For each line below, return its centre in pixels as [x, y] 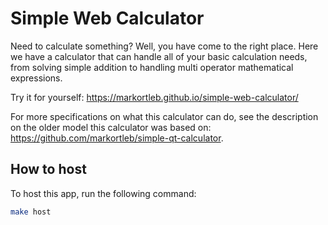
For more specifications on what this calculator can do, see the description [164, 116]
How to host [48, 169]
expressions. [36, 78]
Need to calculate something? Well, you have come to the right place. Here [164, 46]
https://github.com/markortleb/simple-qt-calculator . [117, 138]
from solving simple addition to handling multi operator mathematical [152, 67]
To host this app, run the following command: [103, 193]
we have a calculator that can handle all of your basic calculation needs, [159, 56]
